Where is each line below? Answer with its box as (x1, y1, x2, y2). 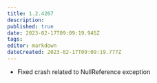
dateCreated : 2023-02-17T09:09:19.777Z (7, 49, 122, 56)
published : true (7, 23, 54, 30)
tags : (7, 36, 23, 43)
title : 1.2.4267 (7, 10, 54, 17)
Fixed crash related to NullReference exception (17, 67, 151, 76)
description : (7, 17, 45, 24)
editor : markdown (7, 42, 57, 49)
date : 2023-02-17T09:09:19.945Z (7, 29, 100, 37)
